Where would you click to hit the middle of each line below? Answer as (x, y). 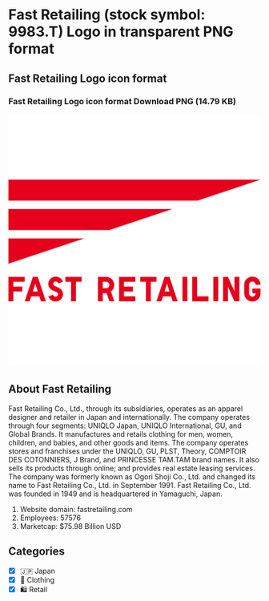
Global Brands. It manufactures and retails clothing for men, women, (121, 434)
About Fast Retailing (60, 389)
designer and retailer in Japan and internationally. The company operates (129, 417)
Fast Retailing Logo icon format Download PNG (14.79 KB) (122, 101)
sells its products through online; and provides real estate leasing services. (132, 468)
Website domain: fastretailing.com (76, 509)
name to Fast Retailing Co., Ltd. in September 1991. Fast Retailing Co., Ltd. (130, 485)
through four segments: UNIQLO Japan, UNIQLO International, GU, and (125, 426)
